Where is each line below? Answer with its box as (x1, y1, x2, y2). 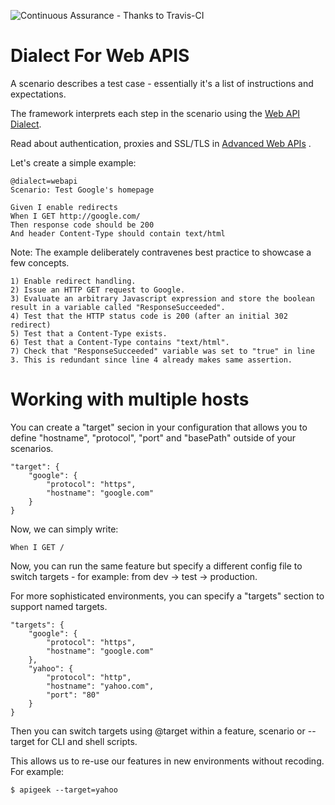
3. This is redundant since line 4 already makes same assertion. (10, 355, 293, 365)
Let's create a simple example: (10, 156, 137, 169)
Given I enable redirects (10, 202, 118, 212)
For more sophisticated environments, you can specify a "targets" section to (10, 590, 325, 602)
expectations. (10, 88, 67, 100)
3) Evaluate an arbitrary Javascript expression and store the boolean (10, 293, 315, 304)
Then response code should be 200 (10, 220, 155, 230)
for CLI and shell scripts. (36, 735, 138, 747)
